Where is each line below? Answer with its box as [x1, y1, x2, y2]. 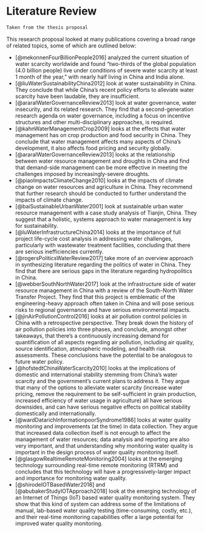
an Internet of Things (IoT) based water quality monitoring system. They [15, 493, 195, 501]
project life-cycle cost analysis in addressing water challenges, [15, 235, 173, 242]
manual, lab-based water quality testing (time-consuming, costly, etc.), [15, 507, 193, 514]
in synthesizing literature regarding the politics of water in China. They [15, 261, 191, 268]
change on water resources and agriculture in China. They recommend [15, 183, 192, 190]
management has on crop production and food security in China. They [15, 131, 191, 138]
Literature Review [6, 4, 97, 18]
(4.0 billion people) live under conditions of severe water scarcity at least [15, 66, 198, 74]
